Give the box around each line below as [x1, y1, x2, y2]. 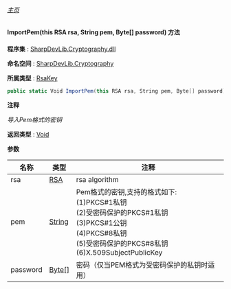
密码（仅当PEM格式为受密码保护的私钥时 [76, 260, 208, 270]
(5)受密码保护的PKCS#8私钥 [76, 238, 168, 248]
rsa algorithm [76, 174, 119, 184]
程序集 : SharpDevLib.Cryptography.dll [7, 45, 116, 53]
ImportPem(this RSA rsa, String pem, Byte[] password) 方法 [7, 28, 181, 36]
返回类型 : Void [7, 130, 49, 138]
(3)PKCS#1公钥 [76, 218, 127, 227]
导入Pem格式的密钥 [7, 115, 63, 124]
